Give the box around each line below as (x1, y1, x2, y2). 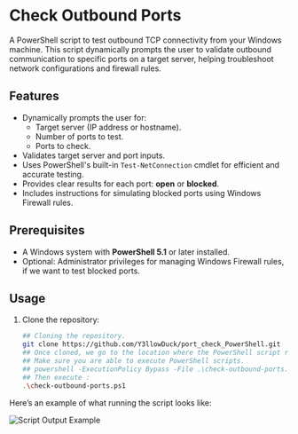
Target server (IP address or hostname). (35, 122, 182, 132)
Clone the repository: (21, 314, 100, 325)
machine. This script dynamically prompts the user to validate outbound (9, 43, 272, 54)
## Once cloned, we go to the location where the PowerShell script (21, 348, 281, 358)
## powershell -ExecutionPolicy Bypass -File (21, 365, 193, 374)
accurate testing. (21, 169, 84, 179)
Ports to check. (35, 140, 91, 151)
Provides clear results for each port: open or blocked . (21, 178, 220, 189)
